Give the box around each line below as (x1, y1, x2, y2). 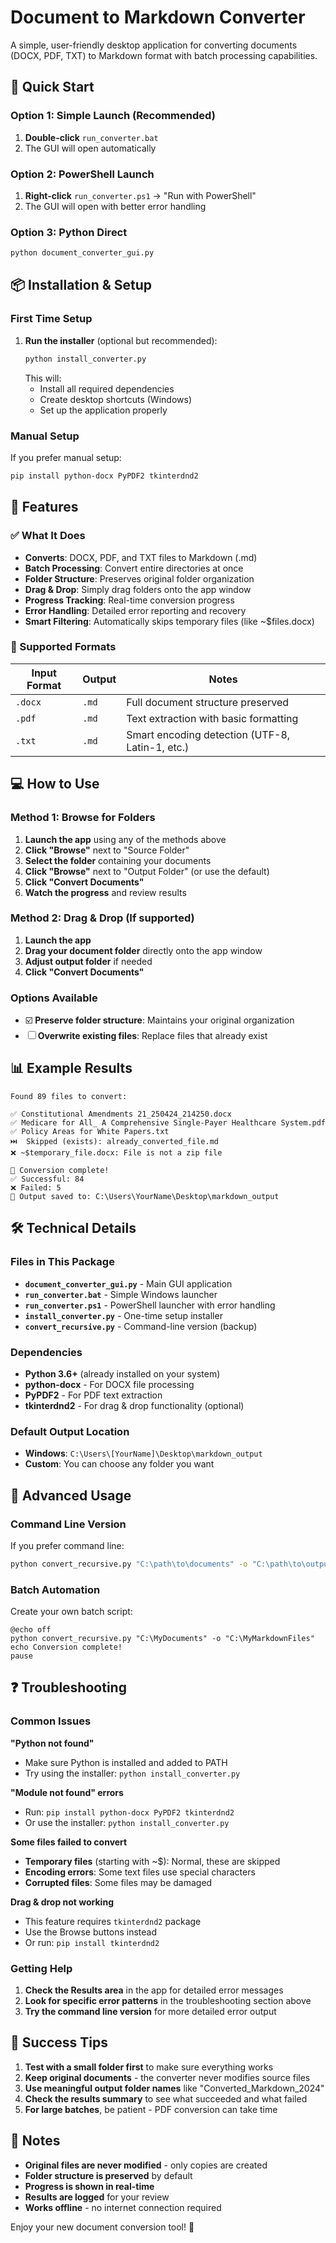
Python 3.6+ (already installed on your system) (24, 1367, 221, 1380)
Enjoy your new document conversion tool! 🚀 (10, 2221, 195, 2233)
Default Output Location (10, 1424, 130, 1438)
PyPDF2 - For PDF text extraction (24, 1389, 163, 1401)
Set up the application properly (39, 404, 168, 416)
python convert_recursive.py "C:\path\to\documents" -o (10, 1559, 248, 1569)
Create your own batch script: (10, 1606, 133, 1618)
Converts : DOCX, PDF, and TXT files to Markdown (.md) (24, 551, 258, 563)
